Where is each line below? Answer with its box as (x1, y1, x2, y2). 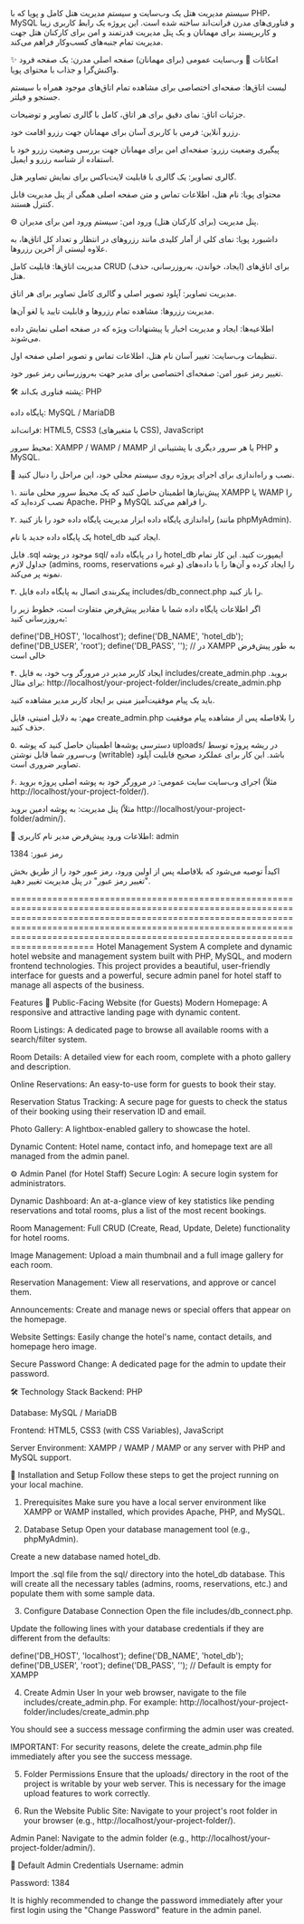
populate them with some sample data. (10, 1588, 156, 1599)
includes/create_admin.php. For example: (23, 1697, 178, 1707)
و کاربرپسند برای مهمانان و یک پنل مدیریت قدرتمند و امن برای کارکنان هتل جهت (10, 27, 277, 37)
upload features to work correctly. (23, 1788, 151, 1798)
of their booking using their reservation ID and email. (10, 1106, 206, 1117)
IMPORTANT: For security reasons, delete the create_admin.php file (10, 1742, 262, 1752)
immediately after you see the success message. (10, 1751, 193, 1762)
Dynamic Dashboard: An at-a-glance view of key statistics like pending (10, 1195, 275, 1206)
